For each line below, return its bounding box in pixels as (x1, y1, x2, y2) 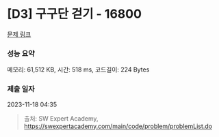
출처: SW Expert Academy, (23, 114, 99, 123)
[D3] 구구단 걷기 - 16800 (7, 6, 142, 22)
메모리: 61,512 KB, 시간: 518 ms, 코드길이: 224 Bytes (7, 65, 150, 74)
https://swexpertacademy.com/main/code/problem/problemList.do (23, 122, 213, 130)
